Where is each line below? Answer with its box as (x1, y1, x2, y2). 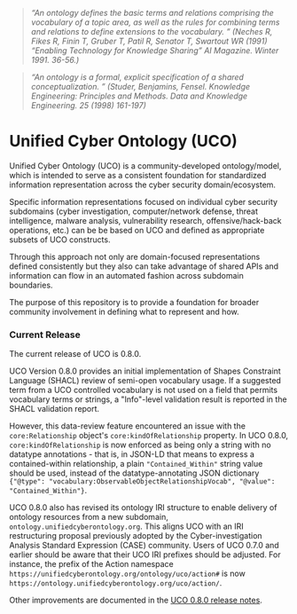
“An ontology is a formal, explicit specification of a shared (30, 72, 244, 83)
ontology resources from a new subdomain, (9, 512, 168, 523)
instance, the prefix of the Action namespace (9, 559, 175, 570)
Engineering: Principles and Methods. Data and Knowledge (30, 91, 248, 101)
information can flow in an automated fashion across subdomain (9, 270, 244, 280)
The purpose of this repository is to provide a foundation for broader (9, 296, 260, 307)
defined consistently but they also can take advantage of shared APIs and (9, 261, 279, 272)
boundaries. (9, 279, 53, 290)
